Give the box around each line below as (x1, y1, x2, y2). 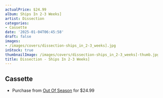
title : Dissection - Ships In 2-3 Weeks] (5, 57, 90, 62)
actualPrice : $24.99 (5, 7, 47, 12)
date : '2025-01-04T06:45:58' (5, 30, 64, 34)
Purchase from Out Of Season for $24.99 (12, 88, 95, 94)
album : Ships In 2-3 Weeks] (5, 12, 62, 16)
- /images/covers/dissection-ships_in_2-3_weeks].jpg (5, 43, 116, 48)
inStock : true (5, 48, 34, 52)
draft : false (5, 34, 32, 39)
